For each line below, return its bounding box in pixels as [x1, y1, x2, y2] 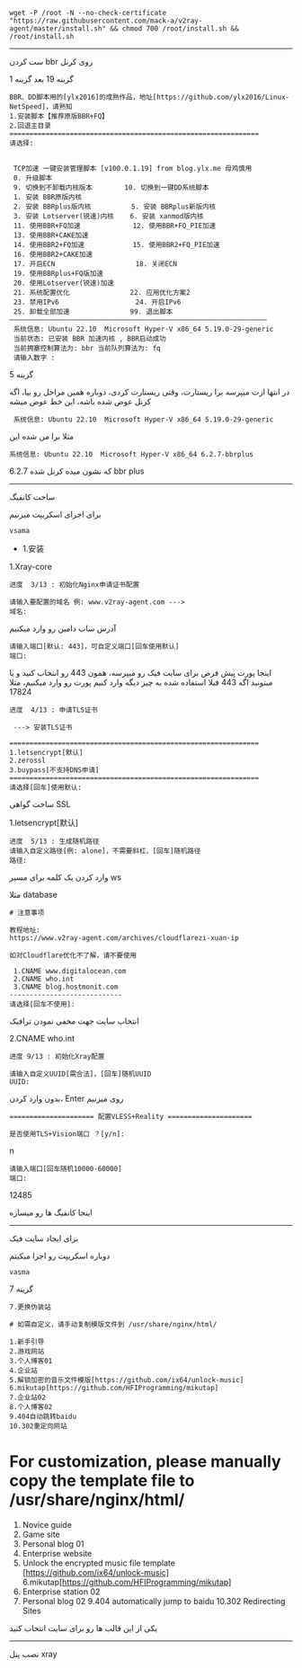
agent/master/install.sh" [9, 24, 106, 33]
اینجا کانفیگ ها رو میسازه [9, 1207, 93, 1218]
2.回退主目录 [9, 121, 51, 130]
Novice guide [22, 1519, 72, 1530]
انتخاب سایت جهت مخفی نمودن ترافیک [9, 1016, 139, 1026]
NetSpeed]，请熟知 [9, 102, 73, 111]
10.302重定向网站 [9, 1422, 67, 1431]
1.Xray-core [9, 562, 52, 572]
